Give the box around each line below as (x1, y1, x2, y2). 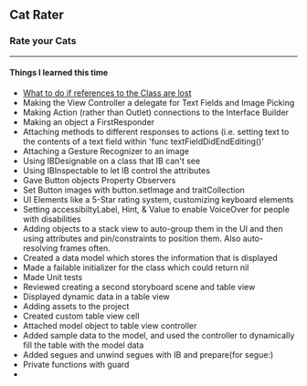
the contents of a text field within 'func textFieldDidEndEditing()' (22, 136, 265, 147)
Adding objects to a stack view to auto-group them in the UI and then (22, 223, 283, 234)
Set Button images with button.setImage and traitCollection (22, 184, 245, 195)
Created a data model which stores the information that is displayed (22, 252, 279, 263)
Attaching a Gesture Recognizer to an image (22, 145, 190, 156)
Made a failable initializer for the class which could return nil (22, 262, 249, 273)
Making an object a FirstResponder (22, 116, 155, 127)
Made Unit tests (22, 271, 83, 282)
